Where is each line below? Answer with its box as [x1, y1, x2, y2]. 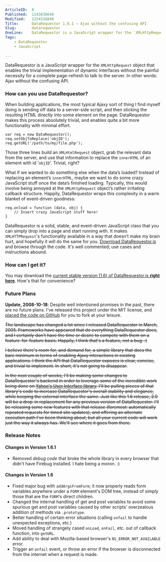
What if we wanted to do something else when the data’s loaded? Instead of [5, 169, 160, 175]
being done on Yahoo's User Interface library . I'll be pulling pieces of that [5, 383, 154, 389]
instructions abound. [5, 249, 47, 255]
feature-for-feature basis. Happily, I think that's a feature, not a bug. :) [5, 337, 147, 343]
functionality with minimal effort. [5, 122, 71, 128]
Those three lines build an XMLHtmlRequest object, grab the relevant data [5, 149, 152, 155]
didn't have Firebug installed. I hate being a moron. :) [12, 460, 120, 466]
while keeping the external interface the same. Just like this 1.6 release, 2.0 [5, 393, 158, 399]
